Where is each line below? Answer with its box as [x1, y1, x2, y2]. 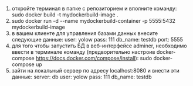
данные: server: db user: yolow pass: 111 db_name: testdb [11, 73, 152, 80]
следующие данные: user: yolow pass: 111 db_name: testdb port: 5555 [11, 36, 184, 43]
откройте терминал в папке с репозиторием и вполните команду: [11, 5, 177, 12]
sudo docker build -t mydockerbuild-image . [11, 11, 118, 18]
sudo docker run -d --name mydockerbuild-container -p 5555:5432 [11, 18, 176, 24]
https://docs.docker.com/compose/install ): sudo [35, 55, 153, 61]
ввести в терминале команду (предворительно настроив [11, 49, 155, 55]
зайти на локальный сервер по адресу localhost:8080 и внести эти [11, 67, 180, 74]
